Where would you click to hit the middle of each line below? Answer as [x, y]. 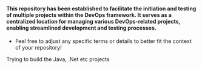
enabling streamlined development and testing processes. [81, 28]
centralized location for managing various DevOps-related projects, [93, 21]
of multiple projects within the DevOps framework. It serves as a [89, 15]
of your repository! [38, 48]
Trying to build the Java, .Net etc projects [58, 59]
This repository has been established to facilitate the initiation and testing [101, 8]
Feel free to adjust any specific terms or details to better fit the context [103, 41]
